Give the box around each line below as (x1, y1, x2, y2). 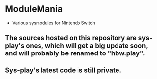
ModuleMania (5, 3, 63, 15)
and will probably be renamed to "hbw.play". (5, 49, 145, 57)
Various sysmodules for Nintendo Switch (12, 20, 95, 26)
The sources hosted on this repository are (5, 34, 137, 42)
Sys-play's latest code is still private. (5, 66, 122, 74)
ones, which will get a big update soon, (26, 42, 148, 50)
